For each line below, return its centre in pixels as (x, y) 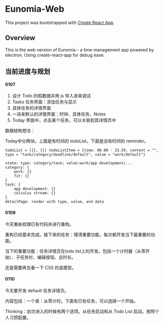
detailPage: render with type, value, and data (55, 202)
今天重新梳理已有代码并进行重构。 (39, 224)
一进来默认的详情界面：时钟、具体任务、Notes (59, 114)
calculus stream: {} (35, 193)
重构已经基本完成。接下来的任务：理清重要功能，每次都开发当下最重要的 (78, 234)
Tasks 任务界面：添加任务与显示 (45, 102)
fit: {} (22, 176)
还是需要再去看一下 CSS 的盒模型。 (41, 267)
